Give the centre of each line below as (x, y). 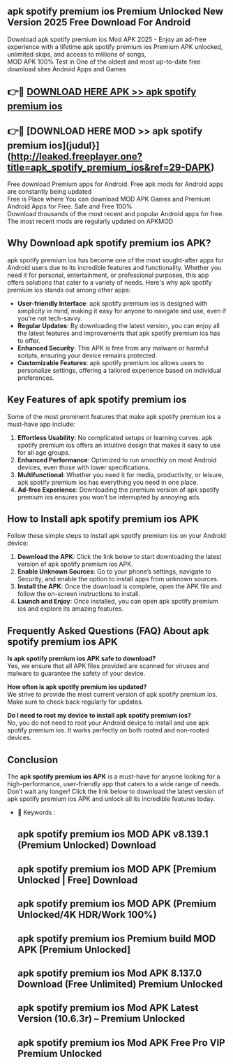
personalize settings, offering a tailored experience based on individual (119, 370)
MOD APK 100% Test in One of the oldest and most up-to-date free (104, 62)
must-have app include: (41, 424)
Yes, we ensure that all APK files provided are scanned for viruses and (108, 666)
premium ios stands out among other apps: (69, 290)
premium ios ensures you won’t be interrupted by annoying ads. (109, 497)
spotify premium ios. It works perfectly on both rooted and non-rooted (108, 730)
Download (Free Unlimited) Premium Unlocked (120, 985)
